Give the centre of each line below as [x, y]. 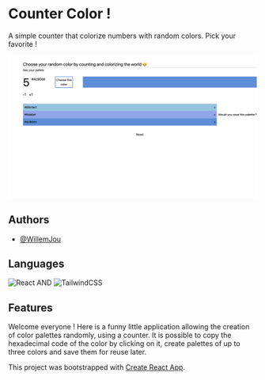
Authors [29, 220]
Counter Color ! [60, 14]
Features [30, 308]
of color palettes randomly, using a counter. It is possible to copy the [120, 335]
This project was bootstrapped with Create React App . [97, 367]
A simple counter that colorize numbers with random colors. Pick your [122, 36]
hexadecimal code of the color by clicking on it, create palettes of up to [124, 344]
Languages [36, 264]
